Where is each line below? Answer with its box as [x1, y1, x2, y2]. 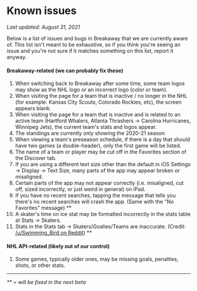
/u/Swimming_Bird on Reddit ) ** [15, 230, 92, 237]
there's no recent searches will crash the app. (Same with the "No [15, 198, 174, 206]
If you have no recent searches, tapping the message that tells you [15, 192, 176, 199]
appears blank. [15, 105, 51, 112]
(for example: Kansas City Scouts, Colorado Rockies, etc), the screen [15, 98, 182, 106]
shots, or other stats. [15, 262, 65, 269]
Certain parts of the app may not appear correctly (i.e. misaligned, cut [15, 180, 184, 187]
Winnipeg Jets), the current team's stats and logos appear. [15, 124, 157, 131]
